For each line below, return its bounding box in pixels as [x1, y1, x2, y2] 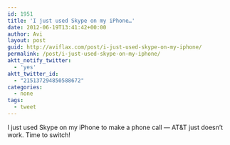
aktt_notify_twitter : [7, 57, 72, 64]
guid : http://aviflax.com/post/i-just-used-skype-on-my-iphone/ [7, 44, 202, 51]
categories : [7, 84, 43, 91]
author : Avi [7, 30, 43, 38]
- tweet [14, 104, 37, 111]
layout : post [7, 37, 46, 44]
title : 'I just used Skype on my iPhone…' [7, 17, 135, 24]
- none [14, 90, 33, 97]
